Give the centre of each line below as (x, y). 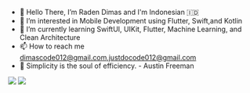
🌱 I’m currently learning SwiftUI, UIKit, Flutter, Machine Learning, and (130, 29)
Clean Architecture (50, 38)
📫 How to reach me (52, 46)
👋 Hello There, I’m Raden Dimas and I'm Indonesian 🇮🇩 (109, 12)
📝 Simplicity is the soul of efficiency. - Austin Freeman (107, 66)
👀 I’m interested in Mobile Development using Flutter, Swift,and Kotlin (131, 21)
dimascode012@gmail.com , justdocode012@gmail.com (108, 57)
